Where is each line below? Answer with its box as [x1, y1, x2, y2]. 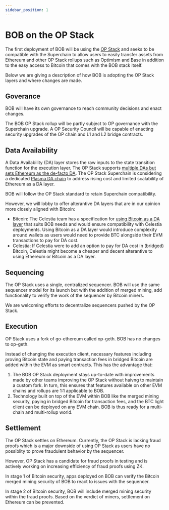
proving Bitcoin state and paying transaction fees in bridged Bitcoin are [5, 356, 153, 362]
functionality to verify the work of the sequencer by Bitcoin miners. [5, 292, 145, 298]
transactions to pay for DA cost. [12, 238, 79, 244]
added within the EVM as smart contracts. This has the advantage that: [5, 362, 153, 368]
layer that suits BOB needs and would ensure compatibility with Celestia [12, 221, 162, 227]
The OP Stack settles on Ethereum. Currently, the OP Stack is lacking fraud [5, 437, 161, 443]
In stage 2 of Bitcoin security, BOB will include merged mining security [5, 488, 151, 494]
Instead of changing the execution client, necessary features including [5, 350, 152, 357]
